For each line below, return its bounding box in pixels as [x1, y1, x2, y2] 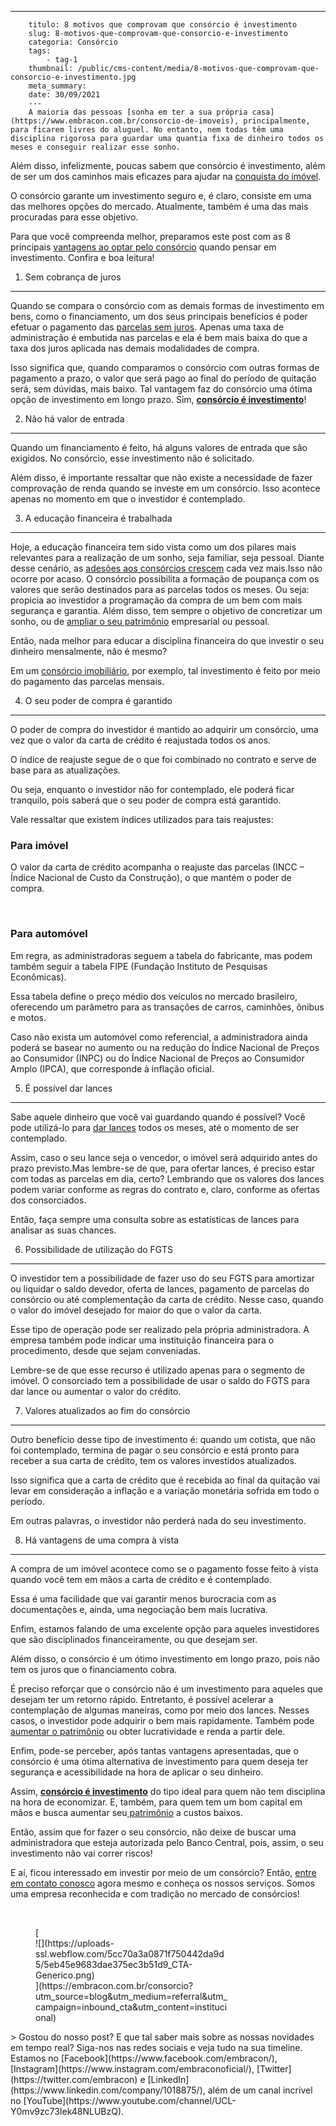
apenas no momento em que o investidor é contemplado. [10, 493, 246, 505]
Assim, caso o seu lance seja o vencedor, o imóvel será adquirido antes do [10, 1151, 318, 1163]
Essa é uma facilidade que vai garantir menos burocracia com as [10, 1592, 277, 1605]
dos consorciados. [10, 1194, 87, 1206]
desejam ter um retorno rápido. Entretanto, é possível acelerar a [10, 1693, 274, 1705]
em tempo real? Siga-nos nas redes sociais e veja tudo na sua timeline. [10, 2041, 303, 2053]
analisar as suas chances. [10, 1224, 117, 1236]
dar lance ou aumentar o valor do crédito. [10, 1385, 182, 1397]
